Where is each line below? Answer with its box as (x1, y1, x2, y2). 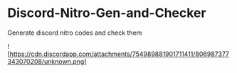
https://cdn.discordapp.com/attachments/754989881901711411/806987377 (9, 50, 230, 58)
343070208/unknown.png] (7, 57, 87, 65)
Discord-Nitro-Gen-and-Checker (7, 5, 206, 21)
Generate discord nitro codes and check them (7, 28, 142, 37)
